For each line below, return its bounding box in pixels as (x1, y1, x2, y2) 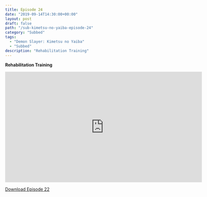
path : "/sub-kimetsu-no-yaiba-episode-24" (5, 26, 93, 30)
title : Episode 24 (5, 7, 43, 12)
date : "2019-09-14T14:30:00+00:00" (5, 12, 78, 17)
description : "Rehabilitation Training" (5, 48, 89, 53)
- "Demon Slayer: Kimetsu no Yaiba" (9, 39, 85, 44)
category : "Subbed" (5, 30, 45, 35)
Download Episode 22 (5, 186, 50, 192)
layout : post (5, 16, 32, 21)
